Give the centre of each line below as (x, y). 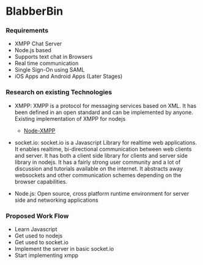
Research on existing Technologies (59, 92)
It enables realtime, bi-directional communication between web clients (103, 149)
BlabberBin (35, 11)
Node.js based (33, 50)
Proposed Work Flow (37, 216)
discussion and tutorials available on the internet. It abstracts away (98, 168)
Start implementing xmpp (46, 255)
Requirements (27, 31)
